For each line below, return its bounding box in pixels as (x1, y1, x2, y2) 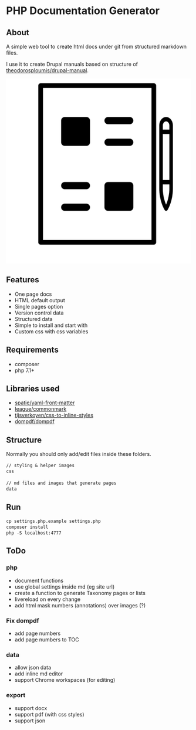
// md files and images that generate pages (6, 480, 117, 486)
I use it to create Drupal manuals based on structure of (6, 60, 138, 67)
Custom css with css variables (14, 327, 89, 335)
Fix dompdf (6, 616, 39, 624)
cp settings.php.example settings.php (6, 518, 101, 525)
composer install (6, 524, 49, 530)
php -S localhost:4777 (6, 530, 62, 536)
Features (6, 275, 39, 285)
